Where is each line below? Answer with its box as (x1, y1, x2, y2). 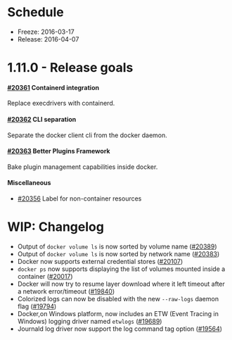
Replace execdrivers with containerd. (7, 99, 115, 108)
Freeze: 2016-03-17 (17, 27, 75, 36)
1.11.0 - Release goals (7, 60, 134, 76)
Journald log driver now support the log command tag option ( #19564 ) (17, 325, 223, 333)
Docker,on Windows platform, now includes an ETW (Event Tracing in (17, 309, 219, 317)
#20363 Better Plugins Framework (7, 147, 110, 156)
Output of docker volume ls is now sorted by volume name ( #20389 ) (17, 242, 217, 251)
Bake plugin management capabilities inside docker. (7, 163, 158, 171)
